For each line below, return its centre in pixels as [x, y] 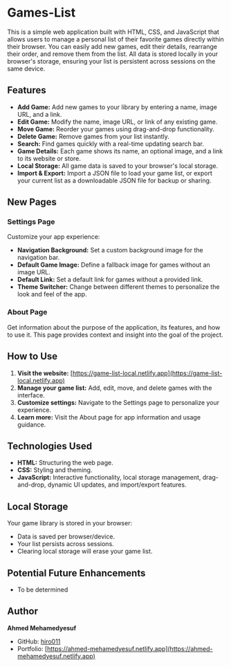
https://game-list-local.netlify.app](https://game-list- [147, 373]
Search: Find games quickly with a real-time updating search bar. [110, 144]
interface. [31, 395]
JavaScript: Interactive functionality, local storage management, [109, 478]
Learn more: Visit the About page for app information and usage [109, 417]
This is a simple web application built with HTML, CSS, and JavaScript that [113, 32]
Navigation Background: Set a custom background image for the [110, 250]
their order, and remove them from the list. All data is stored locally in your [113, 54]
